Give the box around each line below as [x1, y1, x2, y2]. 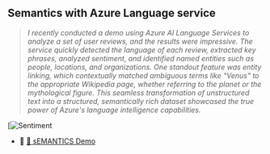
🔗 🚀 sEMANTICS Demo [19, 136, 96, 146]
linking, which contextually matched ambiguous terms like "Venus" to [27, 70, 259, 80]
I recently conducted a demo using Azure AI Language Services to [27, 27, 250, 37]
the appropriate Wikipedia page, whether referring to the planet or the [27, 79, 262, 89]
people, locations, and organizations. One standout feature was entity [27, 62, 262, 72]
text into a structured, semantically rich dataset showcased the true [27, 96, 255, 106]
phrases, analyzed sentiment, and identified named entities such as [27, 53, 255, 63]
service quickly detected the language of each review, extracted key [27, 44, 256, 55]
